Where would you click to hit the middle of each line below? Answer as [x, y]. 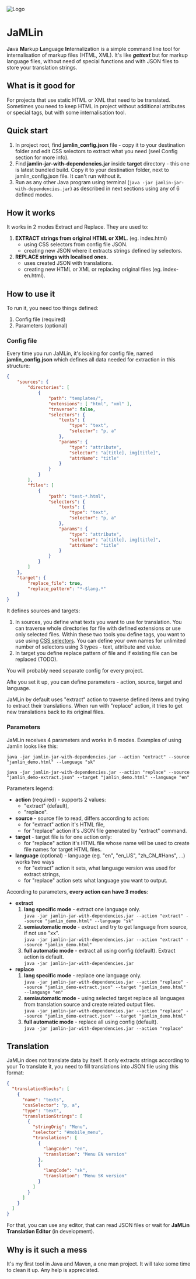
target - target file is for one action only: [64, 837]
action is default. [44, 957]
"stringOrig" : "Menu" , [60, 1127]
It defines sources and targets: [43, 611]
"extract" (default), [46, 806]
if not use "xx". [42, 933]
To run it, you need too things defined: [52, 308]
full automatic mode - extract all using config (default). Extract [99, 950]
